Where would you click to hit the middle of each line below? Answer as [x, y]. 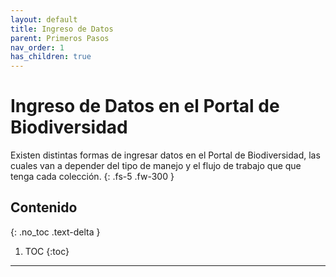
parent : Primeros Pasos [60, 38]
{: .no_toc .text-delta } [55, 232]
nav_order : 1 [37, 47]
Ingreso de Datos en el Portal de [145, 106]
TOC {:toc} [47, 251]
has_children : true [51, 57]
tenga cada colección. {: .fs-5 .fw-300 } [92, 177]
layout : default [44, 19]
